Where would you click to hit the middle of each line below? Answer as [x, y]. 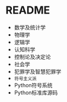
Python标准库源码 [36, 93]
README [28, 10]
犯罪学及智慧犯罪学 [38, 71]
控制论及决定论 [32, 57]
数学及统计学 [30, 27]
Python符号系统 [33, 85]
